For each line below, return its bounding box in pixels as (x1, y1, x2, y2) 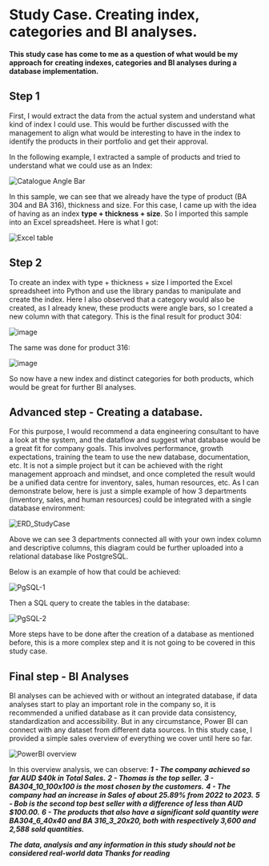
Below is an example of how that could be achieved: (9, 567, 181, 577)
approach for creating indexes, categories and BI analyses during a (9, 58, 237, 67)
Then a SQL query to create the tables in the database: (9, 598, 191, 608)
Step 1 (9, 90, 41, 104)
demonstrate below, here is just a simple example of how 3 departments (9, 486, 247, 496)
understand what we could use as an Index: (9, 161, 153, 170)
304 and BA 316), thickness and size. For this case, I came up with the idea (9, 200, 257, 209)
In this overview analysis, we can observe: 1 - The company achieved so (9, 765, 251, 775)
